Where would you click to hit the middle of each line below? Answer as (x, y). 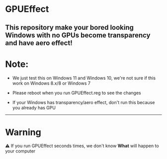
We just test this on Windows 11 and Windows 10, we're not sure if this (84, 78)
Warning (23, 132)
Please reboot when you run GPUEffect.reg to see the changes (77, 93)
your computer (20, 151)
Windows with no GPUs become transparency (78, 35)
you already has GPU (34, 107)
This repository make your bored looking (70, 27)
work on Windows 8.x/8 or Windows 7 (51, 83)
